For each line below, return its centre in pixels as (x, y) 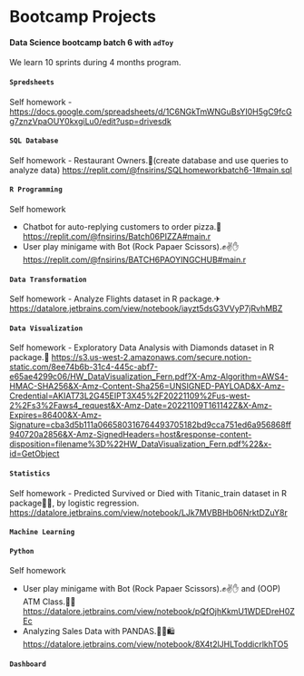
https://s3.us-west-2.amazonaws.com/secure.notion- (152, 358)
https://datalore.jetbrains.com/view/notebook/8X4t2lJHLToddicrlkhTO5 (155, 644)
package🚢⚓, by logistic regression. (74, 503)
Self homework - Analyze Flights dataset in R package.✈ (115, 299)
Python (22, 551)
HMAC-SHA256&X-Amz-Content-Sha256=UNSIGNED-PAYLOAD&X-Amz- (147, 387)
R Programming (36, 190)
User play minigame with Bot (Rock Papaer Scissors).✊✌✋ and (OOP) (152, 589)
